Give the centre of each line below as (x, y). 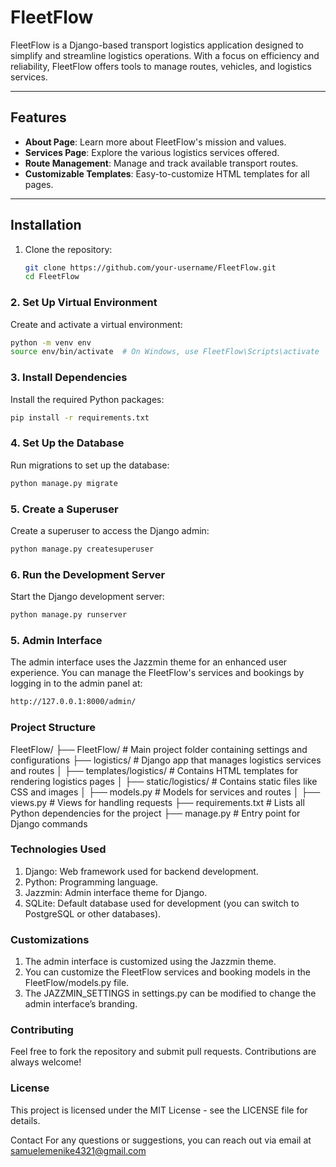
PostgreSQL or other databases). (93, 913)
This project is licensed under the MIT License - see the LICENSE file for (159, 1110)
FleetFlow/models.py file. (77, 983)
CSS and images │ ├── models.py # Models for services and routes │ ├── (165, 792)
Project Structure (53, 728)
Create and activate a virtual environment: (96, 324)
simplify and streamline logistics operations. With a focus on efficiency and (165, 55)
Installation (46, 225)
